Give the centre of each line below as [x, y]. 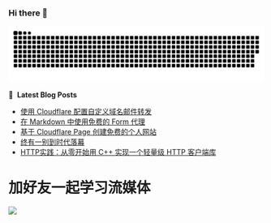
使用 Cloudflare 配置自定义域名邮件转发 [86, 112]
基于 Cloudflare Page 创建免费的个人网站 [88, 132]
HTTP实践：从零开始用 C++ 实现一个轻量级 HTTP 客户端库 [118, 152]
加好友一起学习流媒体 [80, 188]
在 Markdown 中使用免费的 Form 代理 [83, 122]
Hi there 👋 [28, 13]
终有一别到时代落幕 [52, 142]
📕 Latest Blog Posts [43, 95]
